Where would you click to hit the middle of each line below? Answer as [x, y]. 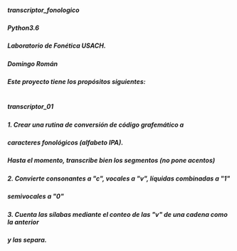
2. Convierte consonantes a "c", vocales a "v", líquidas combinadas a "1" [119, 178]
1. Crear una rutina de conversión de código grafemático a [96, 124]
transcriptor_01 [31, 107]
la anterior [23, 222]
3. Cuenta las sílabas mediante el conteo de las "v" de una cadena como [117, 214]
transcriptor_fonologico [43, 10]
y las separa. [27, 240]
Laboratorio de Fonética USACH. [57, 46]
